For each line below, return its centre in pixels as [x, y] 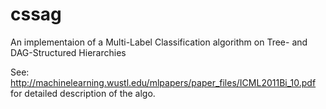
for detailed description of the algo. [83, 93]
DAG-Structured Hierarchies [68, 52]
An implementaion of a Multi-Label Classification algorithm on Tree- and [159, 42]
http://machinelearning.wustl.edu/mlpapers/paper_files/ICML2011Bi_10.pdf [163, 82]
